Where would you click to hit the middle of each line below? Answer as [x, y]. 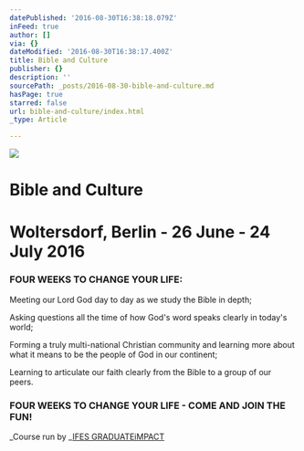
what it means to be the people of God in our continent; [114, 354]
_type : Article [38, 120]
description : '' [40, 78]
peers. [21, 382]
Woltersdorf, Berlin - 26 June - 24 [140, 231]
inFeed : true [34, 26]
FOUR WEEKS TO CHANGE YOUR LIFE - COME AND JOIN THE [147, 405]
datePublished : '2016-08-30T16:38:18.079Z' [94, 18]
